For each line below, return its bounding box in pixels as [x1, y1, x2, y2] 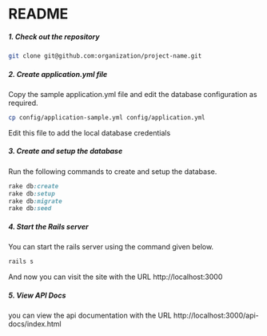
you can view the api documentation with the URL [8, 310, 172, 321]
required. [8, 98, 38, 107]
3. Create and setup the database [8, 146, 123, 156]
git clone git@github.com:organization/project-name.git [8, 52, 202, 60]
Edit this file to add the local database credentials [8, 128, 171, 137]
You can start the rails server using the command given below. [8, 242, 214, 252]
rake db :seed [8, 204, 52, 213]
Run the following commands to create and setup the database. [8, 166, 217, 176]
